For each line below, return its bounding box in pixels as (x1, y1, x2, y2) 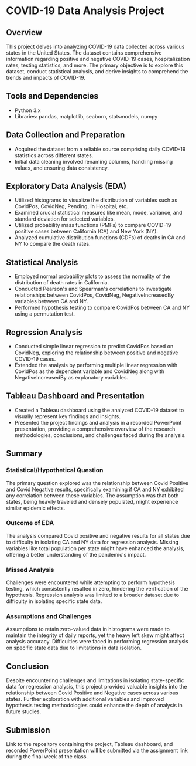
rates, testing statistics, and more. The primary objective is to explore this (6, 62, 183, 69)
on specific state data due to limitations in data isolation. (6, 644, 142, 652)
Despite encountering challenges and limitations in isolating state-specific (6, 677, 184, 684)
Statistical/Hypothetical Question (6, 466, 104, 474)
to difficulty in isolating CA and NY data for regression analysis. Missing (6, 538, 178, 545)
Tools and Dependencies (6, 91, 98, 101)
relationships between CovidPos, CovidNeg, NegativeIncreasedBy (14, 292, 174, 299)
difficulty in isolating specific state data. (6, 598, 102, 605)
